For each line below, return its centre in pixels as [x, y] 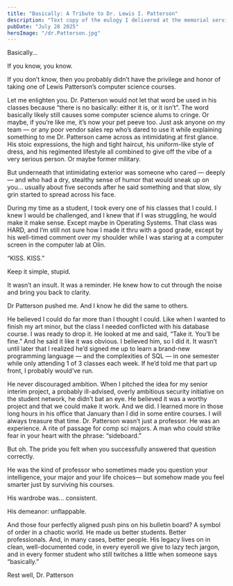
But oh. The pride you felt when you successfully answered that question [112, 449]
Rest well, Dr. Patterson [41, 575]
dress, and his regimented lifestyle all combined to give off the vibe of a [110, 152]
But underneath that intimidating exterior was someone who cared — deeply [116, 172]
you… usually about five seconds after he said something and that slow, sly [114, 187]
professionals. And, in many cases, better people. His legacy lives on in [109, 540]
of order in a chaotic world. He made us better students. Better [97, 532]
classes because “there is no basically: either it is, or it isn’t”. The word [108, 107]
